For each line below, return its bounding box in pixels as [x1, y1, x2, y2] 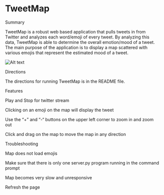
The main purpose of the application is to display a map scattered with [5, 44, 148, 50]
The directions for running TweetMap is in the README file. [5, 78, 125, 84]
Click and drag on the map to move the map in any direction [5, 131, 126, 137]
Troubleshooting [5, 141, 38, 147]
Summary [5, 19, 25, 25]
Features [5, 88, 23, 94]
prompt [5, 165, 20, 171]
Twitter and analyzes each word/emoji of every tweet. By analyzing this [5, 34, 150, 40]
